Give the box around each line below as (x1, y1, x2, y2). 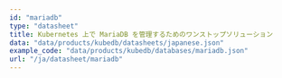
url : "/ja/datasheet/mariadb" (9, 55, 124, 64)
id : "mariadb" (9, 13, 63, 22)
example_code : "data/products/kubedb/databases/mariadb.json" (9, 47, 249, 56)
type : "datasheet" (9, 22, 79, 30)
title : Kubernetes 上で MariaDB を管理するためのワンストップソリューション (9, 30, 274, 39)
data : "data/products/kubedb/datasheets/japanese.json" (9, 38, 224, 48)
